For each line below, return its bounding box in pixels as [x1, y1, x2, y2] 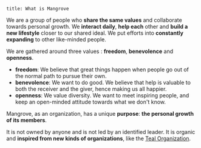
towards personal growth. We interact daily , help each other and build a [6, 23, 188, 30]
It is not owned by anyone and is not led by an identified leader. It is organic [6, 129, 196, 135]
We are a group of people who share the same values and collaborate [6, 16, 182, 24]
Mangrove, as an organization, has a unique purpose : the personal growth [6, 110, 194, 117]
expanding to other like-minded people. [6, 36, 106, 43]
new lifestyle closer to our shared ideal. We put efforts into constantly [6, 29, 184, 37]
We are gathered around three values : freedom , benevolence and [6, 48, 174, 55]
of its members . [6, 116, 47, 124]
